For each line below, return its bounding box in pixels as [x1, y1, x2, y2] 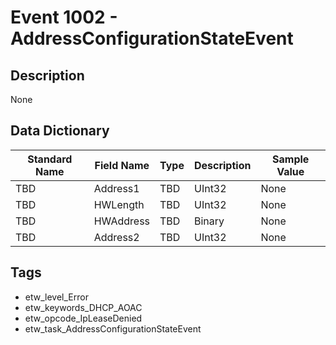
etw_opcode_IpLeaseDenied [24, 312, 143, 324]
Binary [193, 214, 225, 228]
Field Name [94, 158, 150, 172]
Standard [27, 152, 73, 166]
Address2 [93, 230, 140, 244]
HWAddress [93, 214, 151, 228]
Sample [272, 152, 310, 166]
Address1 [93, 181, 140, 195]
